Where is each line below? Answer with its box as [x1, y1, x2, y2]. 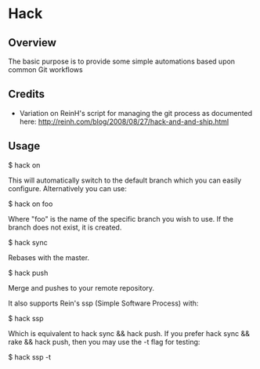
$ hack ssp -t [8, 352, 51, 361]
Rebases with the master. [8, 252, 90, 262]
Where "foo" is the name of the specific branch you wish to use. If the [8, 214, 233, 223]
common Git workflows [8, 65, 84, 74]
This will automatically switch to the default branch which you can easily [8, 175, 242, 185]
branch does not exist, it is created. [8, 222, 122, 232]
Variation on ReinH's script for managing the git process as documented [19, 108, 253, 118]
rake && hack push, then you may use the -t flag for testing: [8, 337, 200, 346]
